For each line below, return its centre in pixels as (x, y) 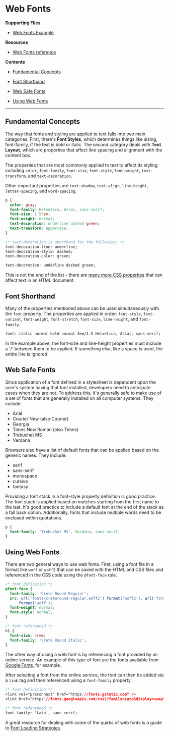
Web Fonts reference (34, 52)
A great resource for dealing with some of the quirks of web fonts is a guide (84, 722)
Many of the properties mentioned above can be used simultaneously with (82, 308)
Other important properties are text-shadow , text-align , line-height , (77, 185)
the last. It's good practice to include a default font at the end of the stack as (84, 507)
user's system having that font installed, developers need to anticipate (78, 387)
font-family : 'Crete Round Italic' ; (48, 640)
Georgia (21, 424)
